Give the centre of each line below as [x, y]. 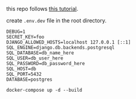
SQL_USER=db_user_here [35, 58]
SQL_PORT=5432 [24, 74]
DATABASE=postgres [29, 80]
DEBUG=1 [16, 32]
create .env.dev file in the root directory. [57, 20]
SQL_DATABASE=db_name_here [40, 53]
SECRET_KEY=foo [25, 37]
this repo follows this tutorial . [42, 9]
